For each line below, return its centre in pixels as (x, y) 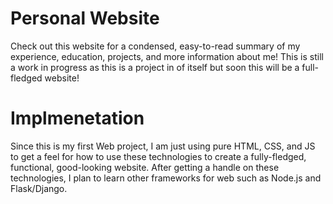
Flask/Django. (39, 188)
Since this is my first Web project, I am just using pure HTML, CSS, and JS (163, 146)
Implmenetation (77, 118)
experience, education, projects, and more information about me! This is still (167, 56)
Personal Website (85, 18)
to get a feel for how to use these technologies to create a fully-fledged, (158, 156)
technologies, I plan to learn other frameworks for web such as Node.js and (166, 178)
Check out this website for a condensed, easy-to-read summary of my (155, 46)
